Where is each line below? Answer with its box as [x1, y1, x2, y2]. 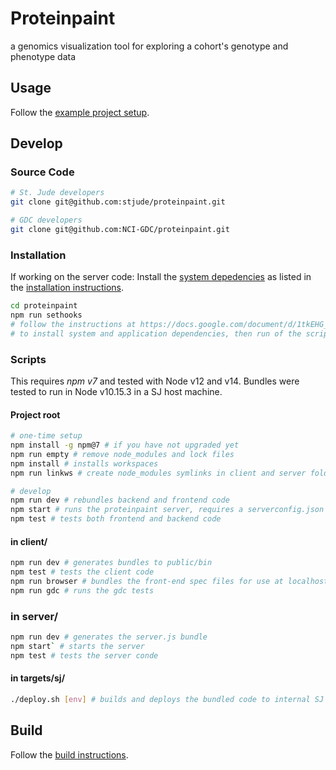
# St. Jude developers [10, 188, 105, 198]
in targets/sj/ [10, 672, 66, 684]
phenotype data [10, 50, 77, 62]
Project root [10, 408, 61, 421]
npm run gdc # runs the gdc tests [10, 585, 155, 596]
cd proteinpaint [10, 301, 78, 311]
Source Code [10, 165, 75, 179]
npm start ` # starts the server [10, 641, 145, 651]
